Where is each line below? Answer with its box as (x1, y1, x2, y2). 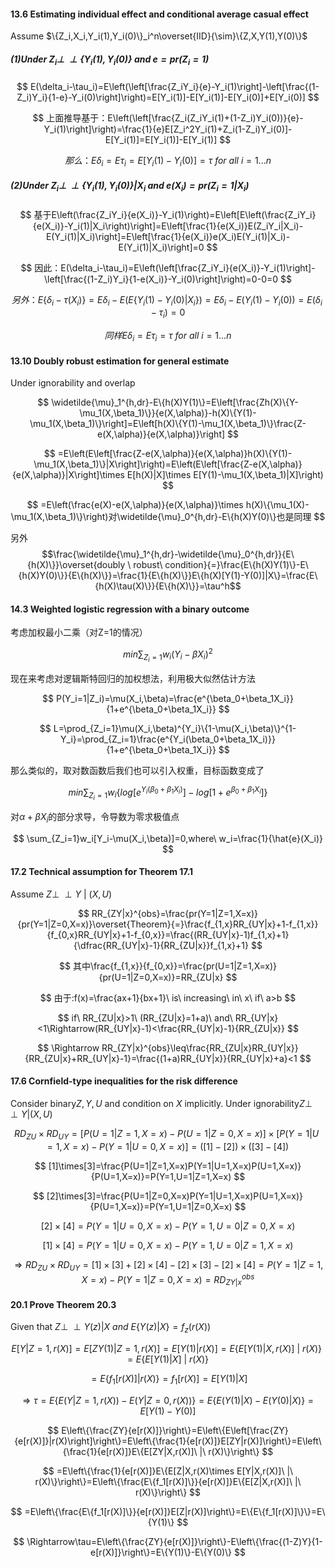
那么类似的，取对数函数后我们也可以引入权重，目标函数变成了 (10, 765, 265, 777)
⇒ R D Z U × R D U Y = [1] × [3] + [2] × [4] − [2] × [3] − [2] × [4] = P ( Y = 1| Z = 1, (13, 1258, 324, 1273)
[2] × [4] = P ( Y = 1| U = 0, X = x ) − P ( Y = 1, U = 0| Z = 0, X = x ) (40, 1220, 296, 1232)
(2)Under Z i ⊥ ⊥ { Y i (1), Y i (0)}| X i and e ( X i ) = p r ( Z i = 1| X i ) (10, 180, 250, 194)
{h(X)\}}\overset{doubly (27, 559, 126, 571)
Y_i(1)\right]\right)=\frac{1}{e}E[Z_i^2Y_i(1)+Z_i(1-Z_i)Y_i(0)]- (43, 123, 293, 135)
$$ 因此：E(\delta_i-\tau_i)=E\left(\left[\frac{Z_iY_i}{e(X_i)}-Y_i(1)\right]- (20, 261, 316, 274)
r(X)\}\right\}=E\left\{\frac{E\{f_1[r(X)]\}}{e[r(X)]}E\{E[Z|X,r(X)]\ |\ (34, 1475, 302, 1487)
